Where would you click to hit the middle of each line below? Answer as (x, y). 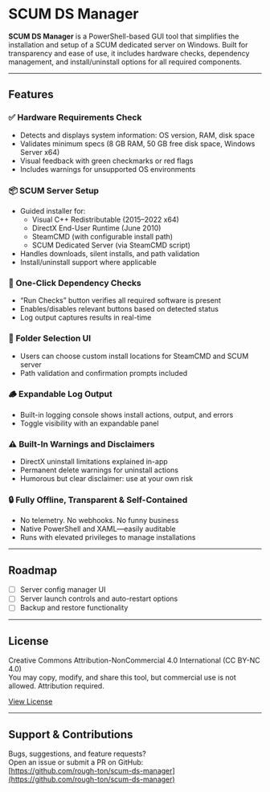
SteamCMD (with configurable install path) (102, 236)
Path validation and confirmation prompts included (104, 373)
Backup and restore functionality (74, 608)
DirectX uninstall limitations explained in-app (94, 462)
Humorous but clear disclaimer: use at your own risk (106, 479)
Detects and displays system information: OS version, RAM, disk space (137, 135)
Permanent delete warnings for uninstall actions (99, 470)
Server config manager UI (63, 590)
